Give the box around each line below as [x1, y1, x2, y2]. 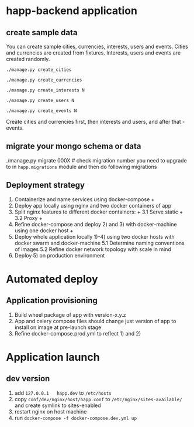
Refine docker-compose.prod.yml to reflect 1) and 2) [14, 330, 141, 337]
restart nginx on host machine [14, 408, 87, 415]
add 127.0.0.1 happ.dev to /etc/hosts [14, 389, 112, 396]
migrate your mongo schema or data [6, 141, 141, 151]
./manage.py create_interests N [6, 87, 85, 93]
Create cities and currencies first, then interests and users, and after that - [6, 118, 185, 125]
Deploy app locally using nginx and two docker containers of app [14, 202, 172, 209]
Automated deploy [6, 272, 98, 286]
